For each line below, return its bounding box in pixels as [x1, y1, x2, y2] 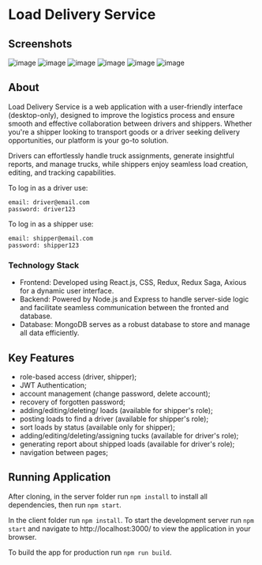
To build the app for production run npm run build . [8, 548, 172, 557]
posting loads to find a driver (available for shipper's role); [19, 414, 209, 423]
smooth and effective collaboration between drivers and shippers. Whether [8, 119, 253, 128]
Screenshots [8, 37, 73, 51]
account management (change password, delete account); [19, 389, 211, 398]
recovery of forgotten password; [19, 397, 126, 407]
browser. [8, 532, 37, 541]
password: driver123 [8, 205, 77, 213]
